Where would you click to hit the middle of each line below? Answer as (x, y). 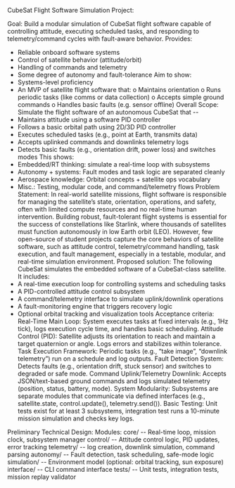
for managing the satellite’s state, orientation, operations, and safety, (117, 202)
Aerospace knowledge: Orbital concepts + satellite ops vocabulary (114, 179)
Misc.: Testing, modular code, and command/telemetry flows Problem (119, 187)
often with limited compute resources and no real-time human (107, 209)
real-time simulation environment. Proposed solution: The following (115, 262)
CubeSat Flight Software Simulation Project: (71, 10)
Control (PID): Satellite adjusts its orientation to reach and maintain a (116, 336)
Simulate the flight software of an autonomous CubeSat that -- (108, 112)
